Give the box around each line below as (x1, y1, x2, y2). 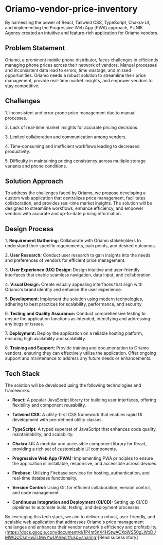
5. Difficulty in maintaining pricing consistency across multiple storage (5, 158, 146, 163)
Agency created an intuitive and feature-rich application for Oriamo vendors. (5, 30, 159, 36)
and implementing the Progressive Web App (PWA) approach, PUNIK (5, 24, 143, 30)
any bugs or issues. (5, 321, 45, 327)
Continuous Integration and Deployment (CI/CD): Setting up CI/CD (12, 499, 148, 505)
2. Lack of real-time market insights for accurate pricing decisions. (5, 124, 139, 130)
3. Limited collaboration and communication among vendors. (5, 134, 127, 140)
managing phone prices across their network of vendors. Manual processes (5, 62, 157, 68)
